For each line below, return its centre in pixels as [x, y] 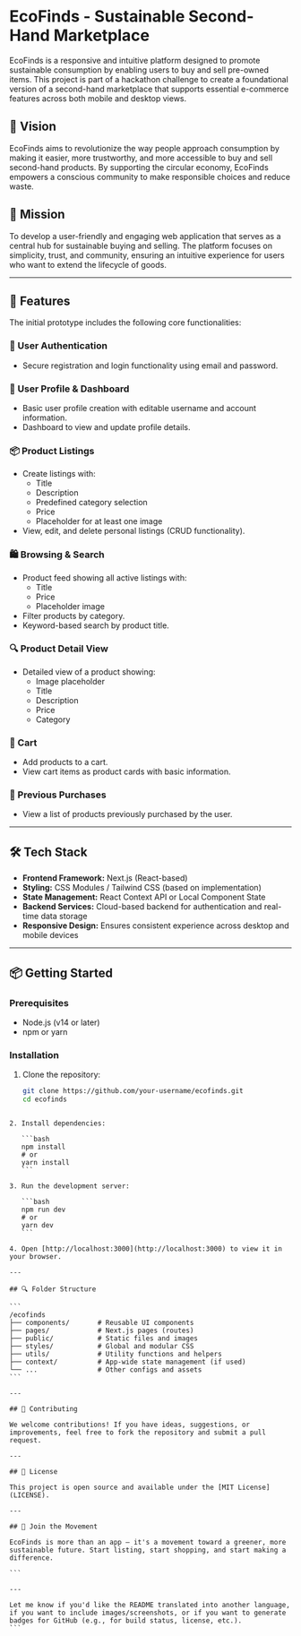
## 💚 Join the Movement [54, 1527]
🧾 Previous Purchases [58, 795]
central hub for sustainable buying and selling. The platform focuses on [141, 245]
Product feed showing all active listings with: [104, 577]
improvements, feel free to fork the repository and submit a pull [138, 1433]
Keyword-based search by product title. [96, 625]
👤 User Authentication [58, 346]
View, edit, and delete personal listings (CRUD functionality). [133, 531]
